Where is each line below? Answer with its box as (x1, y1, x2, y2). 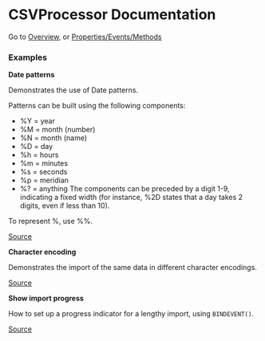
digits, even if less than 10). (19, 201, 110, 210)
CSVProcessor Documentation (8, 6, 216, 24)
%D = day (19, 142, 53, 151)
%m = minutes (19, 159, 69, 168)
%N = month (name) (19, 133, 88, 143)
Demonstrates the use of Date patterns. (8, 85, 138, 95)
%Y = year (19, 116, 56, 126)
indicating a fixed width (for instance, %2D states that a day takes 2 (19, 193, 243, 202)
